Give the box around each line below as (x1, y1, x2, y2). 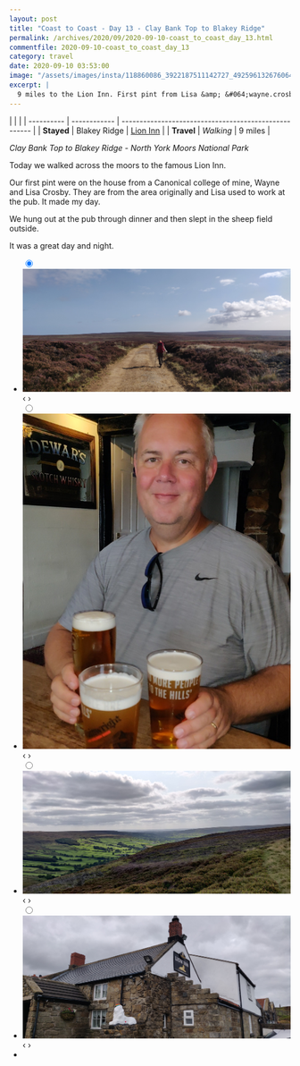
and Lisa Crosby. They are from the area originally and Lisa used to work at (9, 186, 286, 197)
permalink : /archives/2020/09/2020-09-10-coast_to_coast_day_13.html (9, 33, 274, 42)
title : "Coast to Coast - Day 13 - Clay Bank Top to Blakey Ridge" (9, 23, 266, 33)
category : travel (9, 52, 74, 62)
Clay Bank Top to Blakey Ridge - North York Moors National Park (9, 142, 249, 153)
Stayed (42, 125, 70, 136)
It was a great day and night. (9, 240, 114, 250)
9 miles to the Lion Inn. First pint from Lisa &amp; (17, 89, 221, 98)
